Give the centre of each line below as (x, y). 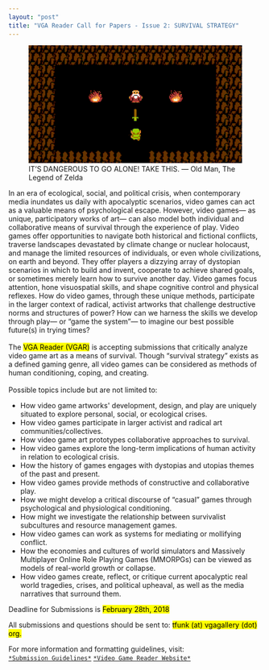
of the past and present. (60, 474)
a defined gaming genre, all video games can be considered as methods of (133, 364)
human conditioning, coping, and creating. (79, 372)
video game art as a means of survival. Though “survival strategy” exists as (134, 355)
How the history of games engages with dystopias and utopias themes (137, 465)
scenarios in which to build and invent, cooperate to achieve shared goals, (132, 270)
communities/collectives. (61, 431)
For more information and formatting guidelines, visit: (97, 649)
